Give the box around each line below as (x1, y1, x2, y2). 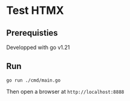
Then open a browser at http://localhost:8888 (6, 88, 125, 95)
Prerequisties (6, 28, 59, 38)
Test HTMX (6, 4, 65, 18)
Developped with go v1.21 (6, 44, 70, 51)
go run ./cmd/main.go (6, 77, 61, 83)
